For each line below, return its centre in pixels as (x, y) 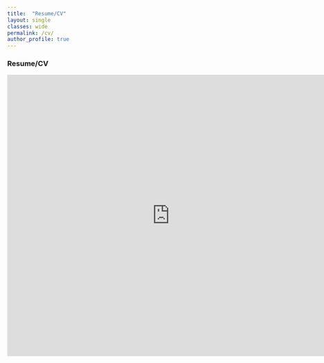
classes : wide (28, 26)
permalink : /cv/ (30, 33)
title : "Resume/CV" (37, 14)
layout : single (29, 20)
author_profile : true (38, 39)
